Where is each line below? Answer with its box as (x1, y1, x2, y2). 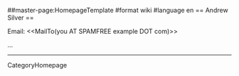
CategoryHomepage (7, 61, 68, 69)
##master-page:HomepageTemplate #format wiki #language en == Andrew (7, 6, 229, 14)
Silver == (7, 13, 34, 22)
